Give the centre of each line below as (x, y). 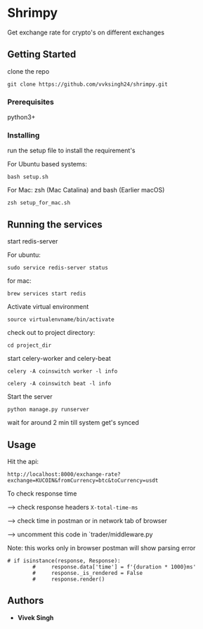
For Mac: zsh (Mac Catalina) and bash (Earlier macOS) (86, 190)
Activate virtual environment (48, 307)
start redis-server (33, 241)
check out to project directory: (51, 333)
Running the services (55, 224)
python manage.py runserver (48, 410)
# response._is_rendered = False (87, 573)
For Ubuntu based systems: (47, 164)
